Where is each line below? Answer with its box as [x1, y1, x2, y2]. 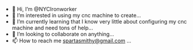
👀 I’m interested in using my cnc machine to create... [11, 12, 142, 19]
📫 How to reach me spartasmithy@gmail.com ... [11, 37, 131, 44]
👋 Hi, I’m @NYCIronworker [11, 6, 77, 12]
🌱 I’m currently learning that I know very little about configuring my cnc [11, 18, 187, 25]
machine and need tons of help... [11, 24, 94, 31]
